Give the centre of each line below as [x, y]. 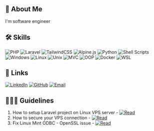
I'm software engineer [28, 21]
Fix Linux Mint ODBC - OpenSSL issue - [53, 123]
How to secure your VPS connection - [51, 118]
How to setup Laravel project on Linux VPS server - [65, 113]
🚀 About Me [24, 9]
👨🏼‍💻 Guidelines [29, 100]
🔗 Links [17, 73]
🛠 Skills [18, 38]
